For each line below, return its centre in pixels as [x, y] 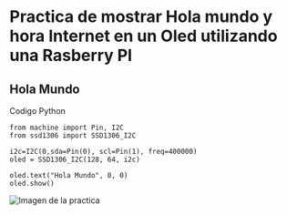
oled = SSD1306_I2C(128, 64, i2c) [75, 159]
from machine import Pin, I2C [67, 128]
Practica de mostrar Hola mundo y [141, 17]
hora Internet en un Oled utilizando [143, 36]
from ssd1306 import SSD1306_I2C [73, 136]
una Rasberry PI [71, 56]
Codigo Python [38, 111]
